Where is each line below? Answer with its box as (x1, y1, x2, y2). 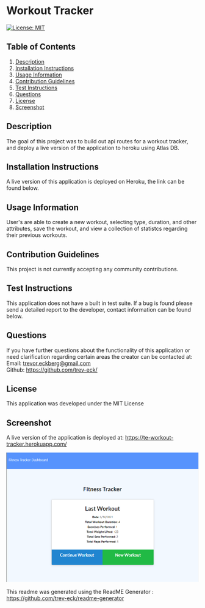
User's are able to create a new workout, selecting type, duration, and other (6, 219, 197, 226)
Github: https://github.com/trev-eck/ (6, 366, 98, 373)
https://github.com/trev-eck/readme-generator (6, 595, 124, 602)
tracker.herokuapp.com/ (6, 440, 67, 448)
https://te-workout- (124, 434, 174, 441)
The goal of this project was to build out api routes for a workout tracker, (6, 137, 189, 144)
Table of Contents (6, 42, 76, 52)
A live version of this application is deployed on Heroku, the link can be (6, 178, 185, 186)
